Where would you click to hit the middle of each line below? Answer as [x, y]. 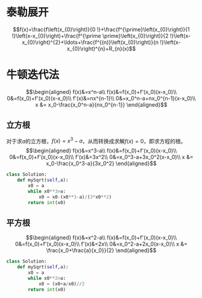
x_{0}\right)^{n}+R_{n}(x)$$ [101, 48]
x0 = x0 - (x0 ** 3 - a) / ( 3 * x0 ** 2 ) [75, 197]
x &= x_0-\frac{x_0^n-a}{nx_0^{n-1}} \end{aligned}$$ [101, 104]
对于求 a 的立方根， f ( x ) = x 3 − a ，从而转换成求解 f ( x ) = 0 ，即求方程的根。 [96, 140]
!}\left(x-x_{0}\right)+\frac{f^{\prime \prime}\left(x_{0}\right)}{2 [90, 36]
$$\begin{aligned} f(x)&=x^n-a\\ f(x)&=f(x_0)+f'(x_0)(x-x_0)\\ [101, 92]
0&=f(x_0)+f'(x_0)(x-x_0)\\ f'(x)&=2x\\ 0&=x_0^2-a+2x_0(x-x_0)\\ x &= [101, 244]
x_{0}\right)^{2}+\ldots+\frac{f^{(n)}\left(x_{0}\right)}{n [90, 42]
